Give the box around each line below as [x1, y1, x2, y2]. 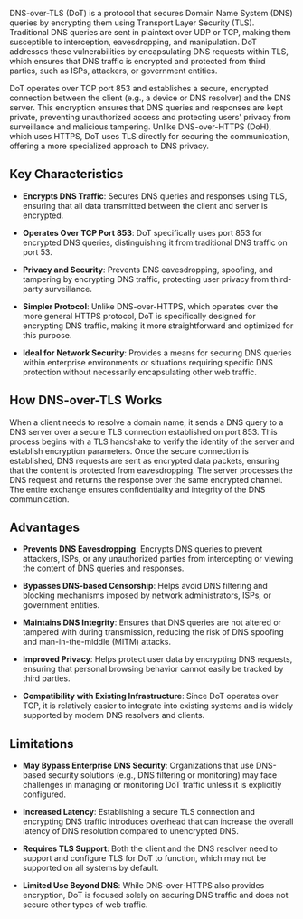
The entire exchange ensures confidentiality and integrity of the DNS [9, 484, 266, 495]
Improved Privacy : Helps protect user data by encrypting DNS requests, [22, 654, 293, 665]
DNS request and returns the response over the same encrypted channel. [9, 474, 283, 485]
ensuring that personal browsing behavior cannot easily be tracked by [22, 664, 284, 675]
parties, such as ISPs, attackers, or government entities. [9, 65, 218, 76]
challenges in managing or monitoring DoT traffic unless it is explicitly [22, 780, 282, 791]
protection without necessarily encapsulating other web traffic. [22, 366, 258, 377]
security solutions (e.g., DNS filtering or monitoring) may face [48, 770, 278, 781]
